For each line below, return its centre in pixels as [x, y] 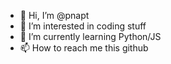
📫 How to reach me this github [84, 48]
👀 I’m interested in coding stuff [83, 26]
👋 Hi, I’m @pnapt [54, 15]
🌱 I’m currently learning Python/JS [90, 36]
